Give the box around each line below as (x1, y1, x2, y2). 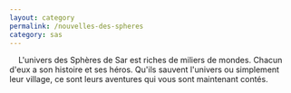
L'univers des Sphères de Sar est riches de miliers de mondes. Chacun (17, 55, 283, 66)
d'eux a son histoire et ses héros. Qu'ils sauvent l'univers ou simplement (9, 64, 279, 75)
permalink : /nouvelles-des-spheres (9, 22, 144, 31)
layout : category (9, 13, 75, 23)
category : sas (9, 30, 63, 39)
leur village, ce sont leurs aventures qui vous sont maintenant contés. (9, 74, 269, 85)
